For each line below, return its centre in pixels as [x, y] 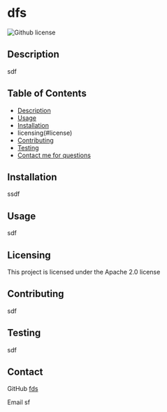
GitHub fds [23, 389]
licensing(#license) [45, 133]
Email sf [19, 402]
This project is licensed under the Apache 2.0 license [84, 272]
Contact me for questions [54, 155]
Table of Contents [47, 94]
